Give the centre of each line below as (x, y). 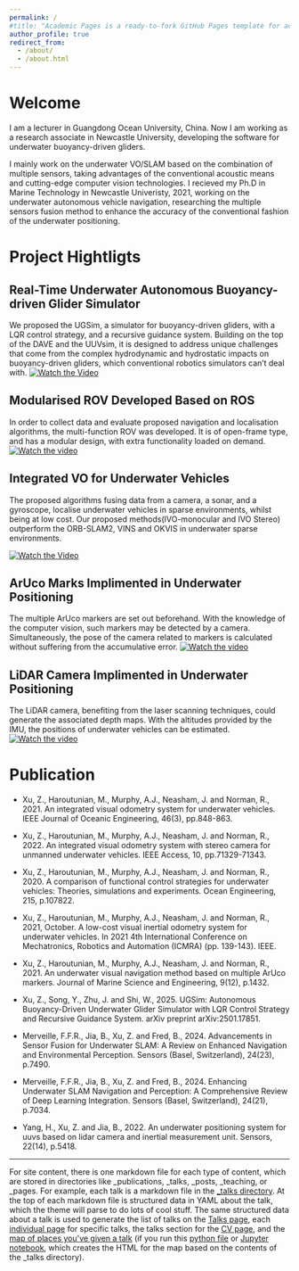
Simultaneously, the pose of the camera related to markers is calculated (141, 638)
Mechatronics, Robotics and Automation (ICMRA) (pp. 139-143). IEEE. (149, 946)
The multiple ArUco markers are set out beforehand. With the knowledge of (148, 619)
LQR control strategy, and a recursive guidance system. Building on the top (146, 334)
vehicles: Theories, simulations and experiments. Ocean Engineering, (149, 891)
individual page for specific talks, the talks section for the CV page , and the (147, 1229)
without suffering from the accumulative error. (93, 647)
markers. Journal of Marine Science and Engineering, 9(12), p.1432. (145, 983)
